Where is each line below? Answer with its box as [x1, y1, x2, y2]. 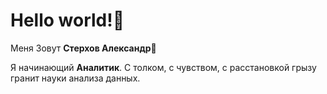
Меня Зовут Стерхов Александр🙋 [10, 42, 157, 54]
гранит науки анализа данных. [10, 72, 141, 84]
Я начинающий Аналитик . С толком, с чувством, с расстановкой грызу [10, 61, 317, 73]
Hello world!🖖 [10, 9, 125, 32]
